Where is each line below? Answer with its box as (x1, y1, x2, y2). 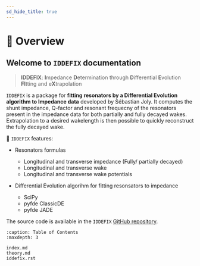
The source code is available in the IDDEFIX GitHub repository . (6, 218, 158, 225)
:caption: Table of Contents (6, 229, 79, 235)
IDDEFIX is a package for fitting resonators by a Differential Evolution (6, 92, 178, 99)
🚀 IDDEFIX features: (6, 134, 54, 142)
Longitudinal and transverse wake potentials (23, 170, 133, 177)
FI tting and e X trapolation (20, 80, 82, 87)
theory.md (6, 250, 31, 256)
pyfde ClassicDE (23, 200, 64, 207)
